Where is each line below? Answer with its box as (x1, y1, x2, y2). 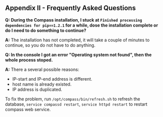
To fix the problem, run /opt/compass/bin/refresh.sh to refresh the (5, 96, 140, 102)
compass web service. (5, 106, 51, 112)
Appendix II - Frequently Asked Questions (5, 4, 136, 12)
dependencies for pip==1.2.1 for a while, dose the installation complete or (5, 22, 158, 28)
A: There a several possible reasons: (5, 66, 80, 72)
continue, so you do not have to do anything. (5, 42, 96, 48)
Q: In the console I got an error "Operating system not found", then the (5, 52, 152, 58)
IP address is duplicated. (12, 86, 62, 92)
